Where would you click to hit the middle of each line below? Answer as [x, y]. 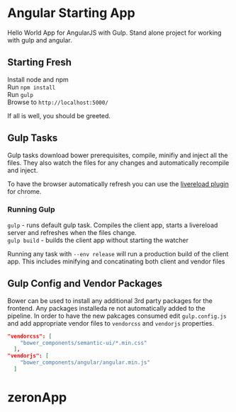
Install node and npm [38, 79]
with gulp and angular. [40, 40]
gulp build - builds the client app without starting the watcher [98, 240]
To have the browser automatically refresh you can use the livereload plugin [118, 184]
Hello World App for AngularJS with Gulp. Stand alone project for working [114, 33]
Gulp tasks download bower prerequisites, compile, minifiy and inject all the [118, 155]
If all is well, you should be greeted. [59, 115]
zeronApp [37, 397]
